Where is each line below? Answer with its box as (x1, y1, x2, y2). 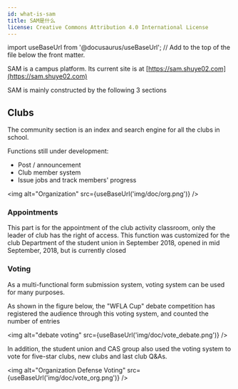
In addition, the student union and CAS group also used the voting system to (7, 344, 232, 353)
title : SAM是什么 (7, 17, 56, 24)
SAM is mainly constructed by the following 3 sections (7, 86, 167, 95)
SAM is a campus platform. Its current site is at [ (7, 65, 149, 73)
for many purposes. (7, 288, 66, 296)
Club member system (17, 168, 81, 177)
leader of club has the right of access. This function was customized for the (7, 231, 230, 239)
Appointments (7, 207, 58, 217)
